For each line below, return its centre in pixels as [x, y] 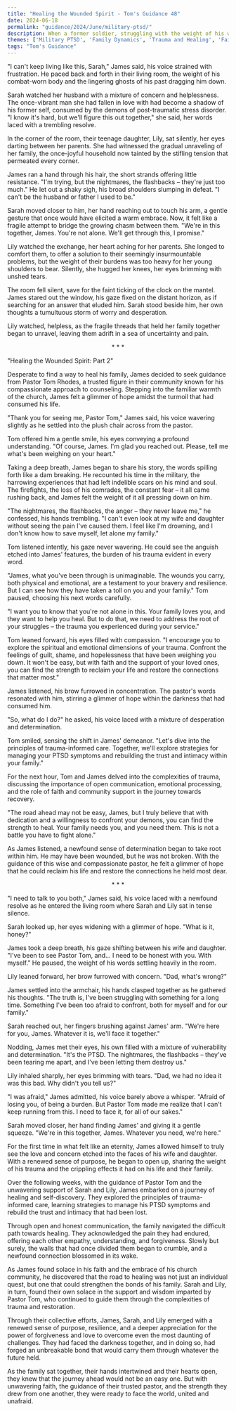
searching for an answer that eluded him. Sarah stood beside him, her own [115, 305]
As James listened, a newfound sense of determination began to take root [114, 848]
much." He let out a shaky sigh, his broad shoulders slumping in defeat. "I [113, 189]
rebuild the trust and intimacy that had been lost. [78, 1212]
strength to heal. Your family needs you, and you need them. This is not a [113, 827]
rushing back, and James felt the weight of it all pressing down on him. [110, 497]
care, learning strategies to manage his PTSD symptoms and [123, 1205]
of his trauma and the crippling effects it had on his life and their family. [110, 1169]
